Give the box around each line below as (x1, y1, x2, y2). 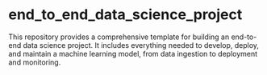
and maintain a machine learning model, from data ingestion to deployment (8, 49, 258, 58)
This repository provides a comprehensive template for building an (8, 32, 230, 41)
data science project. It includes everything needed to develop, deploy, (23, 40, 260, 49)
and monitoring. (8, 57, 61, 67)
